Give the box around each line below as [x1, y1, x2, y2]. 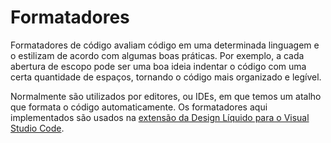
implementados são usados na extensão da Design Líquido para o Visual [10, 111, 310, 123]
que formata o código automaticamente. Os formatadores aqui [10, 101, 268, 113]
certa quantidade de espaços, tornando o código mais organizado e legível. [10, 71, 322, 83]
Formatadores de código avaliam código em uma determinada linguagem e [10, 39, 320, 51]
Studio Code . [10, 122, 65, 134]
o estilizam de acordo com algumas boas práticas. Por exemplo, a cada [10, 49, 305, 61]
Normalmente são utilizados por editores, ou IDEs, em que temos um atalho [10, 90, 322, 102]
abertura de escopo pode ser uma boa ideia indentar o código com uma [10, 60, 307, 72]
